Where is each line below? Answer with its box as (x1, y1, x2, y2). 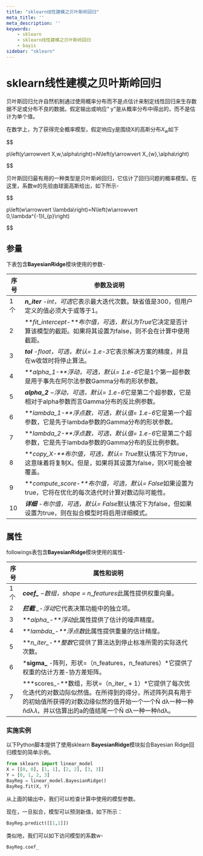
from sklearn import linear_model (6, 761, 94, 767)
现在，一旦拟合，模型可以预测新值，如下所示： (6, 808, 123, 815)
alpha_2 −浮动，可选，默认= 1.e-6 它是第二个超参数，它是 (25, 389, 192, 397)
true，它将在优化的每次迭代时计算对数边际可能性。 (25, 489, 170, 497)
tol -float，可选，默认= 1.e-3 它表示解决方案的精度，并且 (25, 347, 188, 356)
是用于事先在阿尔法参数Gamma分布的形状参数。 (25, 377, 162, 386)
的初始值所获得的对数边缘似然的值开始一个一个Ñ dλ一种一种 (22, 698, 194, 706)
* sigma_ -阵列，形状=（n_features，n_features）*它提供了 (22, 659, 193, 667)
